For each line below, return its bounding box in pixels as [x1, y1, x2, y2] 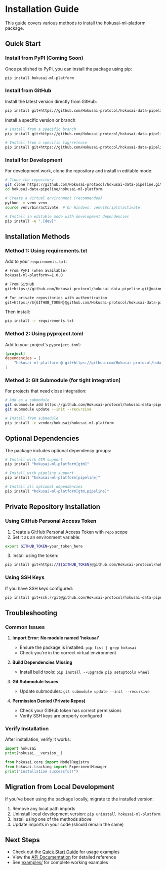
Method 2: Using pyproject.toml [5, 330, 83, 337]
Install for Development [5, 157, 63, 163]
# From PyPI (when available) [5, 268, 68, 273]
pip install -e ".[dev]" [5, 219, 56, 224]
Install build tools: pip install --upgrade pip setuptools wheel [19, 669, 150, 675]
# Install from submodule [5, 416, 58, 421]
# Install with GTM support [5, 457, 63, 462]
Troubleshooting [5, 609, 58, 617]
